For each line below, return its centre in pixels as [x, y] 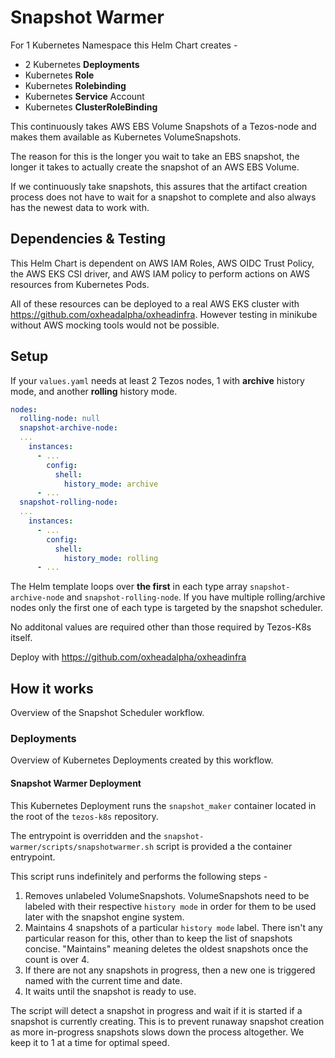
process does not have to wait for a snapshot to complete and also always [163, 197]
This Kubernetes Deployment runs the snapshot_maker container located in [163, 805]
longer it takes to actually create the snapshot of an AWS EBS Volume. [155, 167]
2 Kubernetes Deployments [82, 64]
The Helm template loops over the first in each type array [129, 587]
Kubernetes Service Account [84, 96]
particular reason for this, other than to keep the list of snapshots [158, 938]
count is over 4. [57, 959]
